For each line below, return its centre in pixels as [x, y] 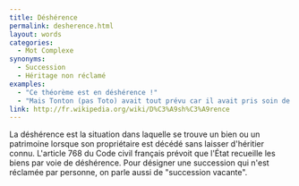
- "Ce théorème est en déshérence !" [88, 92]
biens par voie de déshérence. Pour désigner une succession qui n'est [140, 163]
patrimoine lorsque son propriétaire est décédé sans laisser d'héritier [137, 144]
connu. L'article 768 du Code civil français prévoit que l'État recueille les [142, 154]
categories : [31, 42]
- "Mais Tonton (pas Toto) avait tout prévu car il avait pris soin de [154, 101]
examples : [28, 84]
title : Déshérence [43, 17]
